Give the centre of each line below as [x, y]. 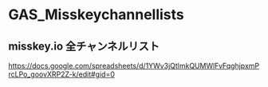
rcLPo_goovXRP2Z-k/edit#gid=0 [62, 74]
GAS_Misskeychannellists [97, 15]
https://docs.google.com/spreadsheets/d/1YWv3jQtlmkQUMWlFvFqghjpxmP [134, 66]
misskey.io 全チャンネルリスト [84, 46]
